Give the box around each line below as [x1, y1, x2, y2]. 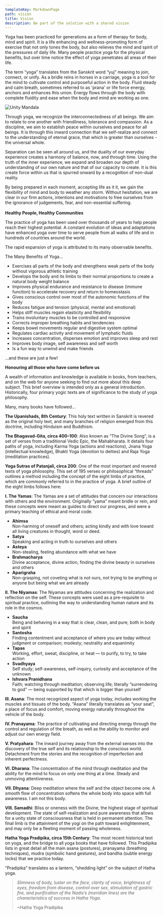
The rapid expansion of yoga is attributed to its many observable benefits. [5, 244, 153, 250]
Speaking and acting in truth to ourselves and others [12, 539, 117, 544]
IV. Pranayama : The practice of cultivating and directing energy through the [5, 721, 157, 727]
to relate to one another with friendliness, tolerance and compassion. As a [5, 119, 153, 125]
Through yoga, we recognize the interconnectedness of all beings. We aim [5, 114, 154, 119]
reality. [5, 175, 19, 181]
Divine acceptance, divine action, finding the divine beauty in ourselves [12, 559, 155, 565]
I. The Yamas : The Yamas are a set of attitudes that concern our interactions [5, 493, 158, 499]
